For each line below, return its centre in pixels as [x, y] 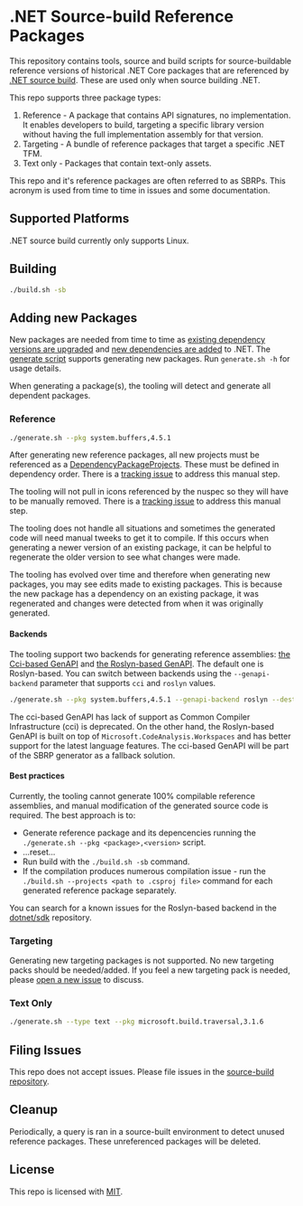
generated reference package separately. [100, 890]
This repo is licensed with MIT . [66, 1192]
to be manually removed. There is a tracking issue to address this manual [145, 501]
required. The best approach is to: [73, 815]
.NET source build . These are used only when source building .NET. [135, 80]
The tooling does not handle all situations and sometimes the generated [142, 528]
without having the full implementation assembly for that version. [143, 134]
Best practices [37, 776]
